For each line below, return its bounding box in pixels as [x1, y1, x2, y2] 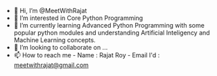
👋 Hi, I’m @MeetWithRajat [13, 7, 87, 15]
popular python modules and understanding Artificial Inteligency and [13, 28, 210, 37]
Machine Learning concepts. [13, 36, 96, 44]
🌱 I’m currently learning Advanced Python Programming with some [13, 21, 205, 29]
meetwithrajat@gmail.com [13, 61, 89, 69]
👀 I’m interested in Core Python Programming [13, 14, 144, 22]
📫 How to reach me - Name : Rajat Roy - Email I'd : [13, 51, 160, 59]
